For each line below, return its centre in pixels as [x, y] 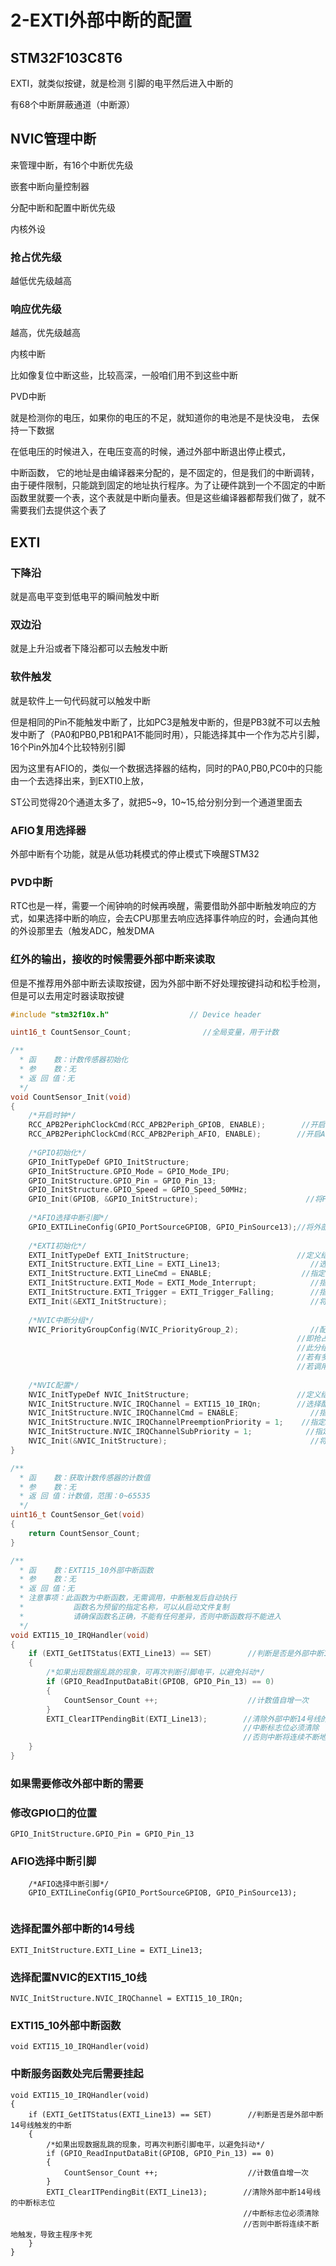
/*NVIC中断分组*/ [61, 1320]
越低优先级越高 [41, 281]
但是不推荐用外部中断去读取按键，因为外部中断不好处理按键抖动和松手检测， [168, 983]
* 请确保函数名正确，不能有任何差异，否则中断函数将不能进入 [150, 1616]
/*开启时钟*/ [52, 1116]
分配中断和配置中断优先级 [63, 207]
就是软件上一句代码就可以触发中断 [80, 700]
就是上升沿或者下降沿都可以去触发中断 [89, 648]
